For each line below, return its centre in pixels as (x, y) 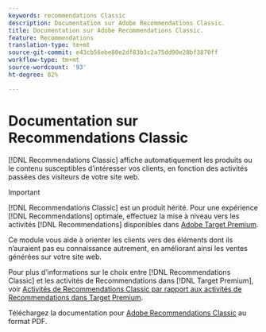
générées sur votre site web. (55, 257)
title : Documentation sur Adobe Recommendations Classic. (106, 30)
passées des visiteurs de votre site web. (74, 176)
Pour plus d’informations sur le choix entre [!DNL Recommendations (120, 272)
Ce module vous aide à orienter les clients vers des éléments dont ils (121, 240)
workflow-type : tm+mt (44, 60)
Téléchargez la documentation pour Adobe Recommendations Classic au (127, 313)
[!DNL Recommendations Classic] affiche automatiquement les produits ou (130, 160)
